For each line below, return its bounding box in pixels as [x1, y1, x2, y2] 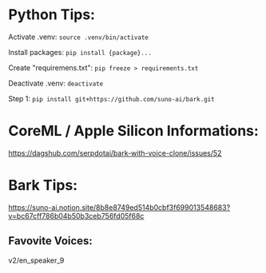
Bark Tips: [8, 176, 78, 195]
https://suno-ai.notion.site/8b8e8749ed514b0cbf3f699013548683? [8, 202, 231, 212]
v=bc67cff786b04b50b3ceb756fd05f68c [8, 211, 145, 220]
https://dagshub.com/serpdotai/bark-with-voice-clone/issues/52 [8, 148, 222, 157]
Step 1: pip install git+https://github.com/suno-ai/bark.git [8, 93, 215, 103]
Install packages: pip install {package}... [8, 47, 152, 57]
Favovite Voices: [8, 234, 93, 248]
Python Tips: [8, 6, 96, 24]
